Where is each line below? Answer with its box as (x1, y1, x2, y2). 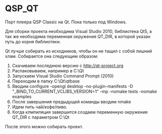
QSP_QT (5, 3, 39, 14)
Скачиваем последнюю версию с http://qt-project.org (12, 63, 124, 68)
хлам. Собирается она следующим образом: (5, 53, 98, 59)
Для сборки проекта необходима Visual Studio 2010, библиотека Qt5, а (5, 28, 152, 34)
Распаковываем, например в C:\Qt (12, 67, 84, 73)
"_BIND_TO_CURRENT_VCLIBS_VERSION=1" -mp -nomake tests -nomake (12, 88, 157, 94)
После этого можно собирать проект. (5, 123, 83, 129)
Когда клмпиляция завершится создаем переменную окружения (12, 109, 148, 115)
